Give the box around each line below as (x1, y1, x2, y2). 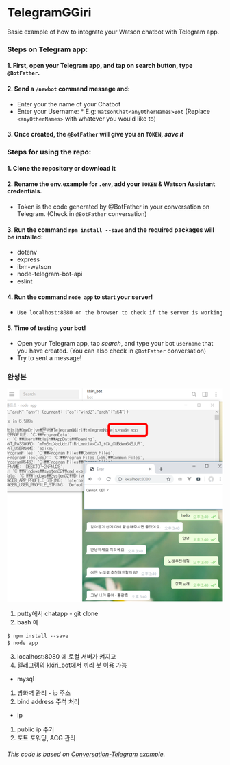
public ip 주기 (16, 725, 55, 733)
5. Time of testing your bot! (7, 324, 86, 332)
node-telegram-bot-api (16, 270, 83, 279)
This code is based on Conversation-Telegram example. (7, 750, 166, 758)
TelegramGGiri (7, 5, 92, 21)
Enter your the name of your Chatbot (16, 99, 121, 108)
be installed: (7, 233, 43, 241)
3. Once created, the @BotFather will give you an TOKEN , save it (7, 130, 184, 139)
